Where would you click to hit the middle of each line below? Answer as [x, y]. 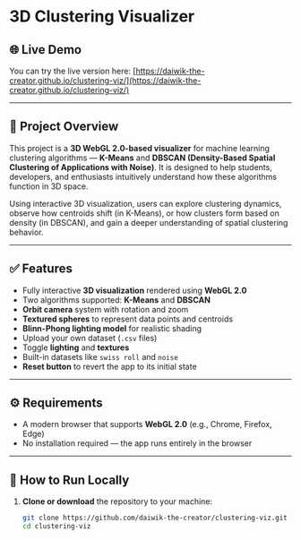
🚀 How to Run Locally [69, 480]
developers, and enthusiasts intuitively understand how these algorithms [143, 176]
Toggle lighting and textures [76, 347]
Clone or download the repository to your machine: [117, 501]
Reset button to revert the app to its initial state [109, 366]
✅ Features [41, 269]
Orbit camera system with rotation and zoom [105, 309]
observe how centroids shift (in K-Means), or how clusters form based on [144, 213]
